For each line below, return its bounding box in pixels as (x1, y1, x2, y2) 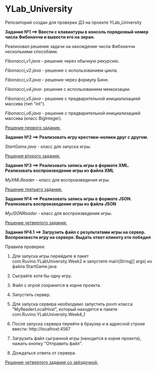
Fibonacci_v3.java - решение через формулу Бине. (5, 77, 109, 83)
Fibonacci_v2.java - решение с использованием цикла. (5, 67, 118, 73)
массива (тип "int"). (5, 101, 46, 106)
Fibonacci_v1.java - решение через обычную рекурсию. (5, 58, 120, 64)
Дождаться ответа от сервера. (12, 350, 76, 355)
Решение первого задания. (5, 125, 61, 131)
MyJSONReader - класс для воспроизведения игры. (5, 210, 113, 216)
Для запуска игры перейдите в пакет (12, 253, 89, 259)
